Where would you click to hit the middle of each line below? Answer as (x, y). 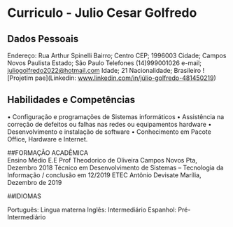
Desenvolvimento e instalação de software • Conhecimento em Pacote (109, 132)
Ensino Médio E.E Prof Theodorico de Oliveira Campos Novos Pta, (102, 160)
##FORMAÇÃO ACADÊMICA (48, 153)
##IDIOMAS (24, 196)
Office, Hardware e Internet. (48, 139)
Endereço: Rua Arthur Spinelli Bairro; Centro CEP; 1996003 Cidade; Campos (117, 55)
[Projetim (20, 78)
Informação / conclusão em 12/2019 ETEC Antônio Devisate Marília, (104, 175)
